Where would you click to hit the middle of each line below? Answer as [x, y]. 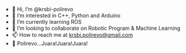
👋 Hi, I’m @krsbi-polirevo [42, 9]
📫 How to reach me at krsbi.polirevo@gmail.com [72, 35]
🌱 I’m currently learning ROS [47, 22]
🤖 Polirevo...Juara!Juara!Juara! [50, 43]
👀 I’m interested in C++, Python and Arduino [66, 15]
